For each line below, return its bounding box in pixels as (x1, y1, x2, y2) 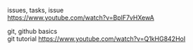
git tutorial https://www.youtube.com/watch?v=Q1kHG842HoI (7, 35, 186, 43)
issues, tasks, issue (7, 6, 64, 14)
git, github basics (7, 27, 58, 35)
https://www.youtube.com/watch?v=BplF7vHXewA (7, 13, 155, 22)
